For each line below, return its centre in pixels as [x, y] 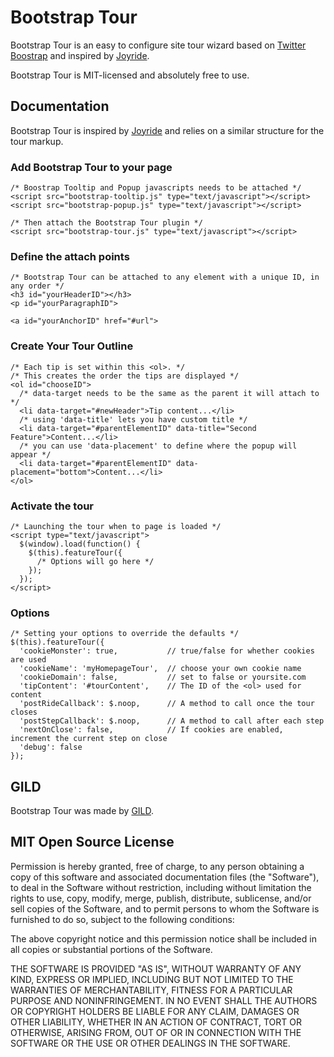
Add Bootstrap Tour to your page [91, 167]
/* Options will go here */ [95, 561]
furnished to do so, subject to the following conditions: [122, 919]
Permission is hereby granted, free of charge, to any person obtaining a [157, 866]
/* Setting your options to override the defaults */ [125, 634]
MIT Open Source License [92, 842]
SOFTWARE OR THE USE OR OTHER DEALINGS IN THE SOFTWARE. [150, 1043]
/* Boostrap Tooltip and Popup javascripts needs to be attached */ [156, 188]
